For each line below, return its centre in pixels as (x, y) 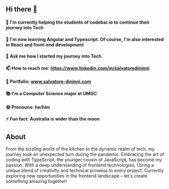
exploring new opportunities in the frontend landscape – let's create (77, 176)
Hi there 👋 (22, 9)
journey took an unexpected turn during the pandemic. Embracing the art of (85, 154)
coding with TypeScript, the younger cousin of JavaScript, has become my (84, 160)
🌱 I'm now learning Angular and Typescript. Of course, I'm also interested (85, 39)
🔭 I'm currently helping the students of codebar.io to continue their (78, 22)
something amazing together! (37, 181)
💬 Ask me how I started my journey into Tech (54, 56)
